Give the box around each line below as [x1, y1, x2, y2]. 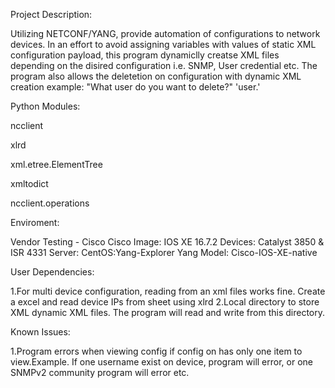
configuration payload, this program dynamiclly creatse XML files [10, 49, 280, 61]
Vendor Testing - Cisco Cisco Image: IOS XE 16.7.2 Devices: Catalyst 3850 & [10, 236, 325, 248]
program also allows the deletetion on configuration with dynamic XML [10, 70, 302, 82]
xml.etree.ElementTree [10, 159, 103, 170]
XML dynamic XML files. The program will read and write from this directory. [10, 307, 326, 318]
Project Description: [10, 9, 93, 20]
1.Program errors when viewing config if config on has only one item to [10, 345, 303, 357]
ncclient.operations [10, 197, 90, 209]
